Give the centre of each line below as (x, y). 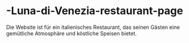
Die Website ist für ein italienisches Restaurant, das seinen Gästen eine (93, 27)
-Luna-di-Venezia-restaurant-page (94, 11)
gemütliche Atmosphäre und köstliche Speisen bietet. (72, 33)
